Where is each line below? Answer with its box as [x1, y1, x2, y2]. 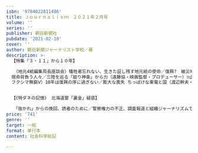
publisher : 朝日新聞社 [6, 31, 58, 36]
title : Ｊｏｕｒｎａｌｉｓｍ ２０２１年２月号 [6, 14, 108, 20]
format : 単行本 [6, 128, 41, 134]
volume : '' [6, 19, 33, 25]
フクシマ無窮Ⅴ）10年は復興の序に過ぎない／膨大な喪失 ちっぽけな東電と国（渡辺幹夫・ [11, 79, 193, 85]
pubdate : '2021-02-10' [6, 36, 62, 42]
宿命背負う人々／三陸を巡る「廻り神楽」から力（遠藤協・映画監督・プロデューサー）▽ [11, 74, 190, 80]
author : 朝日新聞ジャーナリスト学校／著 [6, 47, 93, 53]
